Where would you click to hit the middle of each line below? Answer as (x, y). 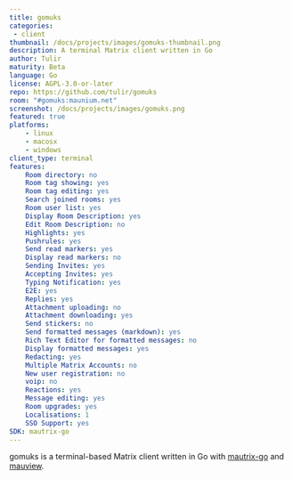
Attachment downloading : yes (79, 316)
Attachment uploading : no (73, 307)
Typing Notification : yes (73, 282)
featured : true (37, 117)
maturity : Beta (37, 68)
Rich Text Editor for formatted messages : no (111, 340)
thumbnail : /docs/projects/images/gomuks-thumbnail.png (115, 42)
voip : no (41, 382)
